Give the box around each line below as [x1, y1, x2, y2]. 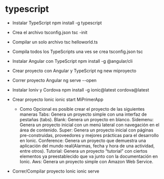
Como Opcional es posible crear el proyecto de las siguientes [19, 106, 145, 112]
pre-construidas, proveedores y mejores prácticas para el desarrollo [19, 132, 159, 138]
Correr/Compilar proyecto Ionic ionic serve [12, 168, 100, 174]
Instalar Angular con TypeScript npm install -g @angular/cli [12, 58, 133, 64]
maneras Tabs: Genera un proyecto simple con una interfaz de [19, 111, 147, 117]
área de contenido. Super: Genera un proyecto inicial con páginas [19, 127, 154, 133]
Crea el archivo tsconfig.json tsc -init [12, 29, 88, 35]
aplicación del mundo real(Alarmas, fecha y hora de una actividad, [19, 142, 155, 149]
